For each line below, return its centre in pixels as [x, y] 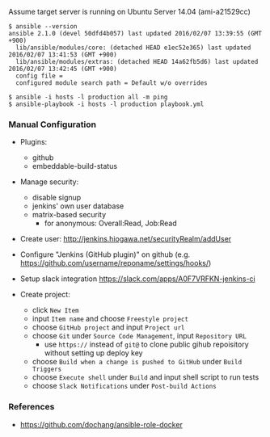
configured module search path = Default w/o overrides [112, 83]
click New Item [55, 310]
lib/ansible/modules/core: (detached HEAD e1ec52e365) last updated [133, 48]
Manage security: [49, 182]
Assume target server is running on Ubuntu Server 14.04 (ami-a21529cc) [129, 12]
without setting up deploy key [93, 353]
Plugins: [34, 142]
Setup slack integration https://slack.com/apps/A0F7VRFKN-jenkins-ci [138, 279]
